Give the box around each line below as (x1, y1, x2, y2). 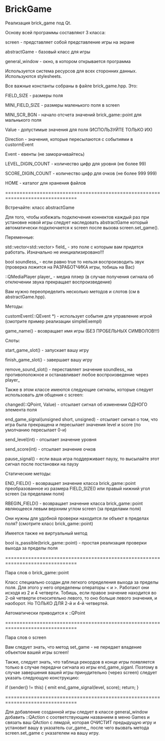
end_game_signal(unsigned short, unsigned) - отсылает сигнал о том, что (5, 416, 158, 422)
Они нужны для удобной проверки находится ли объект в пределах (5, 515, 149, 521)
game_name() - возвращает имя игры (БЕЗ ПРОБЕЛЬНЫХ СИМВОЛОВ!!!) (5, 328, 160, 334)
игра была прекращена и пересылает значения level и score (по (5, 421, 141, 427)
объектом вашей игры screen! (5, 649, 69, 655)
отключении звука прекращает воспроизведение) (5, 279, 112, 285)
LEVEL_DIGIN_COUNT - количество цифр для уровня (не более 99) (5, 160, 146, 167)
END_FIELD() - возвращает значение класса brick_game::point (5, 480, 136, 486)
